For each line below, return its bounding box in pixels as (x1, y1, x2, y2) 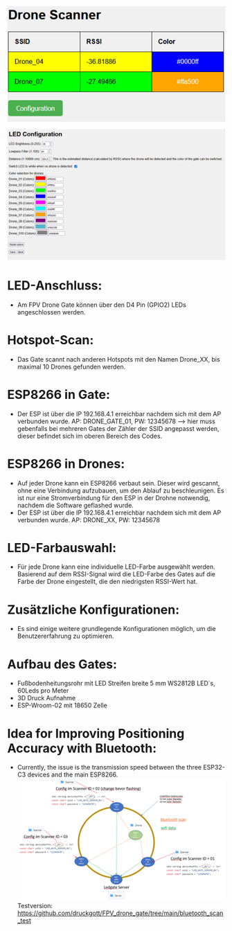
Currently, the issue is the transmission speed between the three (17, 763, 202, 772)
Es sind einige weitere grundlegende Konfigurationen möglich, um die (17, 625, 216, 633)
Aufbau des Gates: (7, 656, 118, 672)
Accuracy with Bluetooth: (7, 741, 157, 756)
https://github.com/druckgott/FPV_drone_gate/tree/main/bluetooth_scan (17, 909, 224, 917)
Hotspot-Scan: (7, 332, 94, 348)
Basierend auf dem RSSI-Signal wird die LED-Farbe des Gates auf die (17, 570, 216, 578)
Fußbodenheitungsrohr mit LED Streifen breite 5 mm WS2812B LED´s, (17, 679, 216, 688)
